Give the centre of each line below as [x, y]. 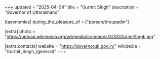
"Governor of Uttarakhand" [32, 12]
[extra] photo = [20, 31]
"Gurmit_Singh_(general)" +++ [36, 51]
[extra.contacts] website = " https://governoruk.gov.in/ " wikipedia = [73, 46]
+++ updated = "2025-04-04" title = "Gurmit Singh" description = [72, 7]
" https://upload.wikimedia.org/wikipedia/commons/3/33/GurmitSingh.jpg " [80, 37]
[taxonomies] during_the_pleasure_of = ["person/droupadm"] [67, 22]
